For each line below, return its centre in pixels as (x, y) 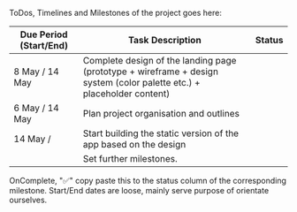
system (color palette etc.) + (141, 83)
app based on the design (134, 144)
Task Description (164, 40)
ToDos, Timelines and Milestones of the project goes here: (116, 13)
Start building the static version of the (161, 133)
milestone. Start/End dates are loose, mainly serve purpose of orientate (139, 190)
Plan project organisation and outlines (161, 114)
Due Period (44, 34)
